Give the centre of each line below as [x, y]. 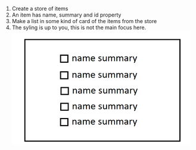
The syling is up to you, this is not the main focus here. [79, 27]
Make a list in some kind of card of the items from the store [84, 21]
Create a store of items [40, 9]
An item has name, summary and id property [66, 15]
